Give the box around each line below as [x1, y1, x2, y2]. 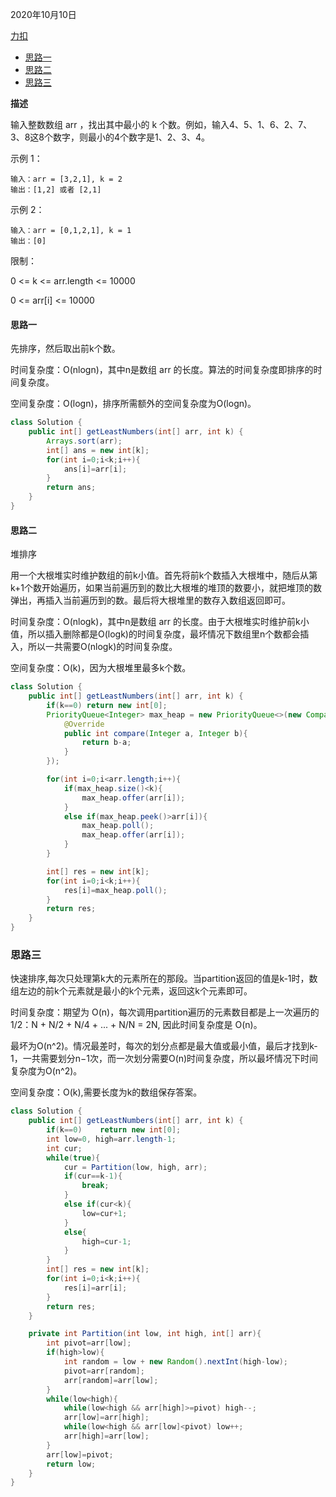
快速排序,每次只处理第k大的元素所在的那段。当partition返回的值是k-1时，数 [10, 973, 318, 985]
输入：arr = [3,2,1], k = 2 [10, 174, 123, 184]
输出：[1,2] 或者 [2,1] [10, 185, 102, 195]
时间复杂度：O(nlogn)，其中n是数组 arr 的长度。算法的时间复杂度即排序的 [10, 364, 314, 376]
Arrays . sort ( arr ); [46, 436, 123, 446]
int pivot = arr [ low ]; [46, 1338, 132, 1348]
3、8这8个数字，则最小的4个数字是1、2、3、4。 [10, 131, 210, 143]
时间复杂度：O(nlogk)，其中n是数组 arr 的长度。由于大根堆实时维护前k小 [10, 616, 310, 628]
